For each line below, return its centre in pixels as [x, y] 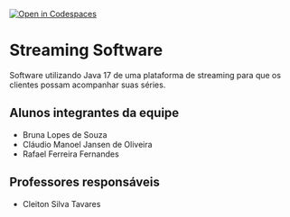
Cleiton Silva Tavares [61, 203]
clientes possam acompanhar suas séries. [88, 85]
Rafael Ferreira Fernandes [70, 154]
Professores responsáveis [84, 182]
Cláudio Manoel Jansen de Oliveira [87, 144]
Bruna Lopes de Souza [65, 134]
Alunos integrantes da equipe [94, 113]
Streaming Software [86, 50]
